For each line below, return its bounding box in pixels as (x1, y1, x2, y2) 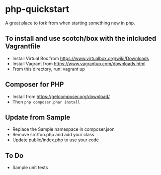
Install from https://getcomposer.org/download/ (12, 93, 110, 99)
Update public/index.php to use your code (12, 137, 99, 143)
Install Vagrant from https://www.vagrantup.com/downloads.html (12, 61, 146, 67)
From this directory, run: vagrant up (12, 66, 85, 72)
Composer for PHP (5, 81, 64, 89)
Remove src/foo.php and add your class (12, 132, 94, 138)
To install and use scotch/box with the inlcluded (5, 34, 157, 43)
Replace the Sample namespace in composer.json (12, 126, 115, 132)
